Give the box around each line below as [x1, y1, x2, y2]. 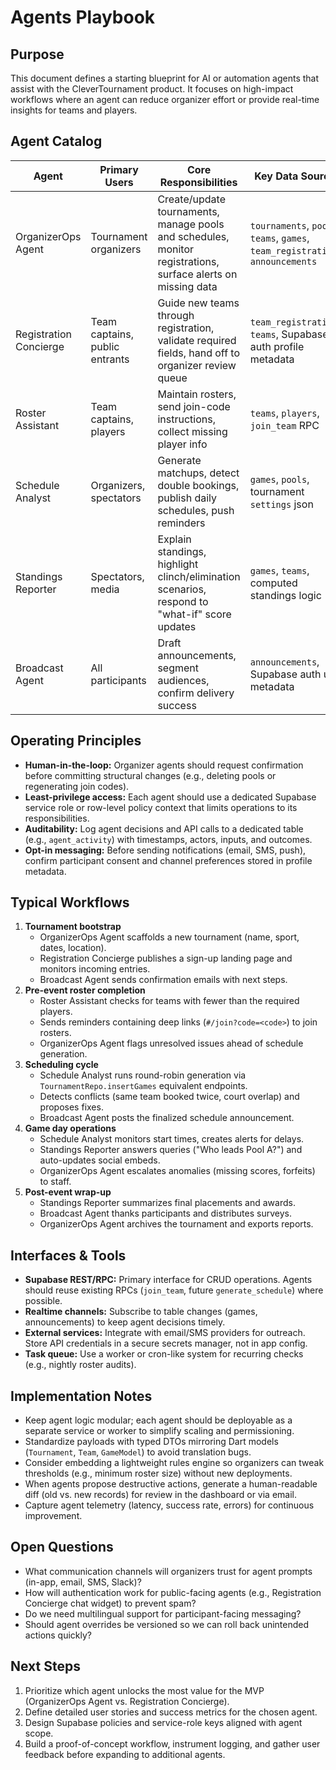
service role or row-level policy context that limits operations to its [24, 801, 298, 813]
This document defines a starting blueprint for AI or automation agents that [10, 72, 320, 84]
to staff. [39, 1176, 72, 1188]
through [157, 308, 195, 322]
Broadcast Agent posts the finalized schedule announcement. [39, 1112, 295, 1124]
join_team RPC [249, 418, 320, 432]
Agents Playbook [10, 6, 156, 29]
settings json [249, 497, 314, 511]
